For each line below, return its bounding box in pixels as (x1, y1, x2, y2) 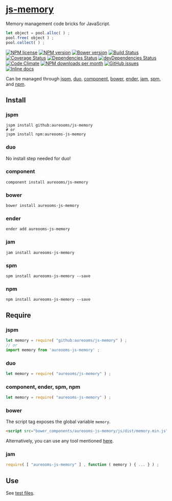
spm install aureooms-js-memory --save (6, 274, 91, 279)
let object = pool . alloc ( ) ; (6, 30, 70, 35)
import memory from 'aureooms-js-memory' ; (6, 347, 100, 352)
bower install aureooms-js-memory (6, 203, 80, 208)
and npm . (6, 81, 26, 87)
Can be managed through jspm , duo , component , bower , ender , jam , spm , (6, 75, 161, 81)
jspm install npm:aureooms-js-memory (6, 132, 86, 137)
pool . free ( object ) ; (6, 35, 54, 40)
